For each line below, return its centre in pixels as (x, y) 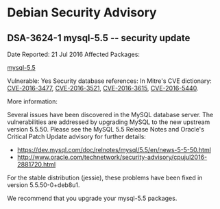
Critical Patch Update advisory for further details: (76, 136)
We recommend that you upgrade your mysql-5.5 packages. (92, 198)
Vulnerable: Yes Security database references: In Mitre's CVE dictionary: (110, 81)
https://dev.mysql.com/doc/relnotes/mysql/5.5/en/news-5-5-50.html (114, 150)
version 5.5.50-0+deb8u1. (44, 185)
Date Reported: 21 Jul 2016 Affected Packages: (74, 54)
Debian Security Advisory (82, 13)
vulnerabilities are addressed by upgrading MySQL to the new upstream (109, 122)
